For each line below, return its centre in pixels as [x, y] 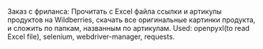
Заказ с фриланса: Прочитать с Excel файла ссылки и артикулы [115, 11]
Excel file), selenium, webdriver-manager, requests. [91, 36]
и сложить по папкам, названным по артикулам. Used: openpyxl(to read [129, 28]
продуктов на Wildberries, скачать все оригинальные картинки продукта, [131, 20]
